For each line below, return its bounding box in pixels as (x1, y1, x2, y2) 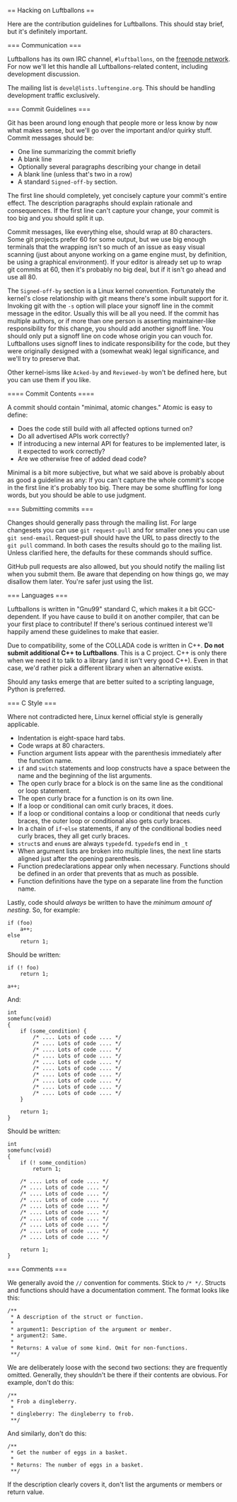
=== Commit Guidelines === (7, 105, 91, 113)
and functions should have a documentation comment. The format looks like (7, 1286, 230, 1294)
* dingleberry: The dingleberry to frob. (10, 1411, 134, 1418)
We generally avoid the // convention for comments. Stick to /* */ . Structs (7, 1279, 226, 1286)
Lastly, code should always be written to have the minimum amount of (7, 899, 212, 906)
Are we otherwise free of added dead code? (17, 455, 147, 463)
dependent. (7, 613, 41, 621)
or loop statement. (17, 786, 71, 795)
